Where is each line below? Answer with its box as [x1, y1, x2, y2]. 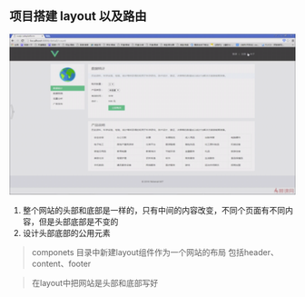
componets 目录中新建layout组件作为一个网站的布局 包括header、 [31, 247, 279, 258]
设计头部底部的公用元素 [22, 228, 111, 239]
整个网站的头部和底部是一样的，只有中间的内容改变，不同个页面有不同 [22, 205, 286, 216]
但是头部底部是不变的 [38, 216, 119, 227]
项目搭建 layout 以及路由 [9, 8, 147, 25]
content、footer [31, 258, 92, 270]
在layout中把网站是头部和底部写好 [31, 278, 159, 289]
